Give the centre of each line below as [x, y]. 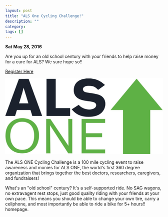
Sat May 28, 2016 [23, 47]
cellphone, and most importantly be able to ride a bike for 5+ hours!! [75, 204]
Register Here [19, 72]
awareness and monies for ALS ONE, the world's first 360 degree [72, 168]
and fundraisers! [22, 178]
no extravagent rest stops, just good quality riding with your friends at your [82, 193]
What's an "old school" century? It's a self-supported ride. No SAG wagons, [83, 188]
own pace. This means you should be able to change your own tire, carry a [82, 199]
